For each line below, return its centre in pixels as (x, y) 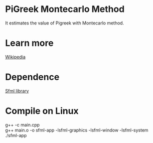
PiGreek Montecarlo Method (65, 9)
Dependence (32, 77)
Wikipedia (15, 57)
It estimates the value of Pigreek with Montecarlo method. (65, 23)
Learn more (29, 43)
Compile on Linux (42, 111)
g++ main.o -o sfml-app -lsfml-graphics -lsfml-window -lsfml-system (77, 130)
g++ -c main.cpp (22, 125)
